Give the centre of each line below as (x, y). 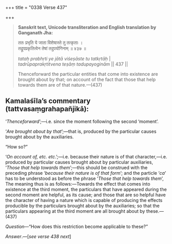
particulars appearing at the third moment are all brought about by (75, 211)
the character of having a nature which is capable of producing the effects (84, 200)
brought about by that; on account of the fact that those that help (87, 79)
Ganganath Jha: (35, 33)
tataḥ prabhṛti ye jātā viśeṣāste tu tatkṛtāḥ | (64, 59)
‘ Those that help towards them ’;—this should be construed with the (77, 167)
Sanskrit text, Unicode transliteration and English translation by (87, 27)
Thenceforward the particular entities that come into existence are (88, 74)
